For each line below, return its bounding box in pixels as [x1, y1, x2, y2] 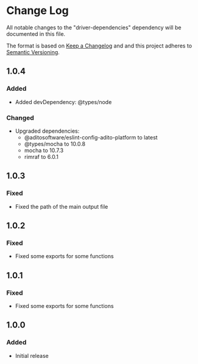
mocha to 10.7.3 [24, 147, 64, 154]
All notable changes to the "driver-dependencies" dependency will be [6, 24, 182, 31]
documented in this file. [6, 30, 66, 37]
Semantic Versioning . [6, 48, 60, 55]
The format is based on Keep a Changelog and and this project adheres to [6, 42, 193, 49]
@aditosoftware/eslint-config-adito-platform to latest [24, 133, 158, 141]
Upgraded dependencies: [15, 127, 80, 135]
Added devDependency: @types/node [15, 98, 112, 105]
